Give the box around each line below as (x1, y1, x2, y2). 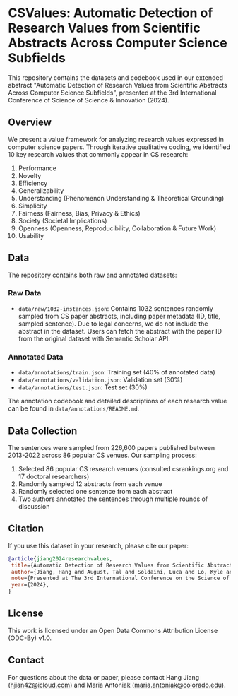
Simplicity (18, 201, 47, 210)
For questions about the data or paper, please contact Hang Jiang (8, 673, 200, 681)
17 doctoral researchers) (18, 472, 90, 480)
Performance (18, 164, 57, 172)
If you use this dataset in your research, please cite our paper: (8, 541, 189, 550)
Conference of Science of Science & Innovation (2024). (8, 95, 169, 104)
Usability (18, 231, 44, 240)
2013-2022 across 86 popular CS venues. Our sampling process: (8, 451, 197, 459)
